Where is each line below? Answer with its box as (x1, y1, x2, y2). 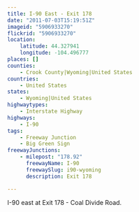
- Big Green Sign (20, 141, 71, 148)
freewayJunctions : (7, 147, 61, 154)
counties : (7, 62, 36, 69)
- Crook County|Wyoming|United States (20, 69, 133, 76)
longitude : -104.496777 (20, 50, 89, 57)
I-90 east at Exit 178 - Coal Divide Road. (7, 198, 122, 206)
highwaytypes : (7, 101, 49, 108)
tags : (7, 127, 23, 134)
